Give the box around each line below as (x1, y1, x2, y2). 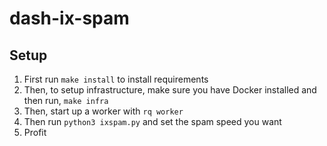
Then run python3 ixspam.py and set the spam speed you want (23, 116, 282, 127)
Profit (23, 127, 47, 138)
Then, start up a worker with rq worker (23, 105, 184, 117)
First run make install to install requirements (23, 73, 209, 85)
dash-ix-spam (9, 7, 130, 30)
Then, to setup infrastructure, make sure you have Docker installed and (23, 84, 317, 96)
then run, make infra (23, 95, 109, 106)
